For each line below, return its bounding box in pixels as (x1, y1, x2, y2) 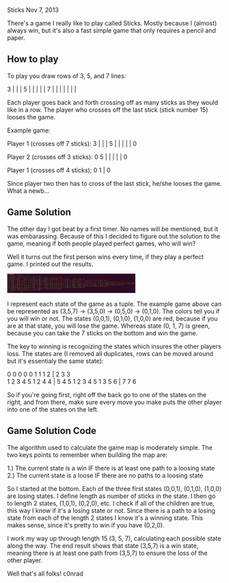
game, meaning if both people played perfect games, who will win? (7, 239, 196, 248)
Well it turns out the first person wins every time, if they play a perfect (7, 252, 204, 261)
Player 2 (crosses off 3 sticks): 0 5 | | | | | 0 (7, 152, 128, 160)
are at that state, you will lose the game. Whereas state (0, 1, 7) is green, (7, 322, 211, 330)
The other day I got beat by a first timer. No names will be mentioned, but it (7, 224, 219, 233)
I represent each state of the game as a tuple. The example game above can (7, 300, 222, 308)
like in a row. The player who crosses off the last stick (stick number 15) (7, 106, 208, 114)
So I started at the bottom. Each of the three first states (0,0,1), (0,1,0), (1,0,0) (7, 484, 222, 492)
